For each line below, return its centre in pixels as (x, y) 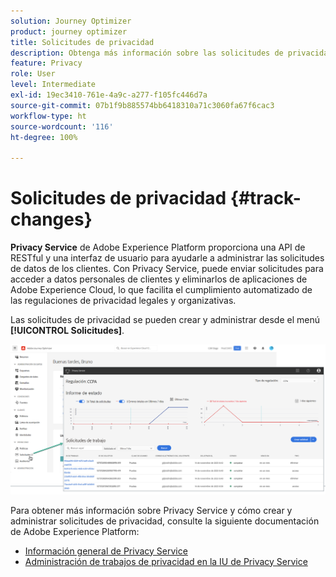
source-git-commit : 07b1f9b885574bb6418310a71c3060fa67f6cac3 (142, 105)
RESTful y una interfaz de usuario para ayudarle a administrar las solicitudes (167, 258)
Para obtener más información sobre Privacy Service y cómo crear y (151, 510)
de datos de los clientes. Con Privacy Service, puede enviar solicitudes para (167, 269)
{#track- (265, 198)
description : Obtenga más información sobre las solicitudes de (147, 53)
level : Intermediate (53, 85)
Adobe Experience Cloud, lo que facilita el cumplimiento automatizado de (161, 290)
